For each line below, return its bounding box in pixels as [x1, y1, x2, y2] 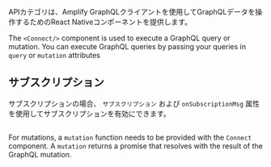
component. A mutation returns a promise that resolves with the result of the [8, 141, 263, 151]
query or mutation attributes [8, 51, 101, 60]
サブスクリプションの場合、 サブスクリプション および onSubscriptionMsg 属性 [8, 98, 260, 108]
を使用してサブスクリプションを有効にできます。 [8, 108, 171, 119]
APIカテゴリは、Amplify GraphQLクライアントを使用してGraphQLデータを [8, 7, 256, 16]
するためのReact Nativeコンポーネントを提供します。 [15, 17, 193, 27]
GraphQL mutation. [8, 150, 72, 160]
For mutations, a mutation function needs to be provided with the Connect [8, 132, 252, 143]
